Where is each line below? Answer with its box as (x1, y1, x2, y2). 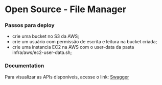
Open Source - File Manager (5, 4, 126, 15)
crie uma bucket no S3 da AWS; (12, 33, 80, 39)
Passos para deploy (5, 22, 55, 29)
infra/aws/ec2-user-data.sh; (12, 49, 72, 55)
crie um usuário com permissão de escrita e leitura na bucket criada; (12, 39, 157, 45)
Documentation (5, 62, 44, 69)
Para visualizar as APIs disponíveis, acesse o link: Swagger (5, 74, 129, 80)
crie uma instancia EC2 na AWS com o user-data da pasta (12, 44, 134, 50)
